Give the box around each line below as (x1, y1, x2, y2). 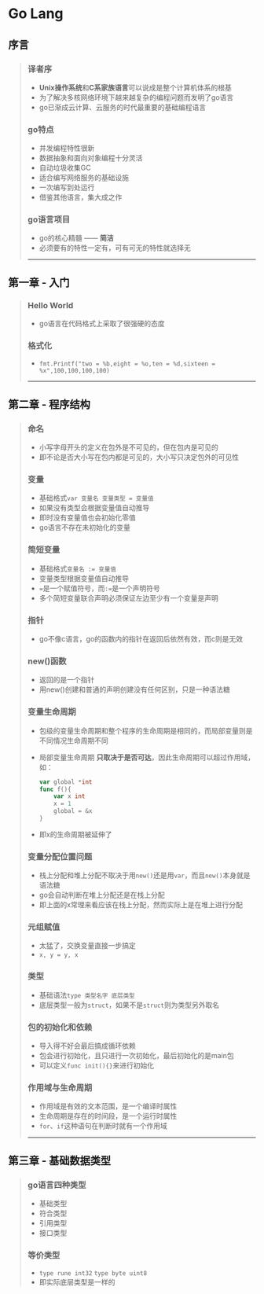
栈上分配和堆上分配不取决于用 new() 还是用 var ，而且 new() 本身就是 (38, 870, 251, 880)
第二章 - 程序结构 (8, 398, 90, 411)
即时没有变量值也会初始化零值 (38, 513, 136, 523)
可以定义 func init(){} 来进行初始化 (38, 1061, 155, 1070)
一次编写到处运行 (38, 182, 95, 193)
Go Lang (8, 5, 64, 23)
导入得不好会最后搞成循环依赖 (38, 1041, 136, 1050)
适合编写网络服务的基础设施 (38, 173, 130, 182)
